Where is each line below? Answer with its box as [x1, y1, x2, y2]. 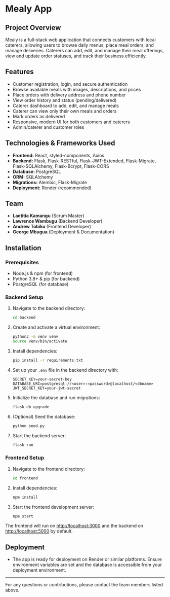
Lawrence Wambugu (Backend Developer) [12, 218, 103, 224]
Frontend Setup [5, 454, 45, 462]
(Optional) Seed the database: [12, 413, 75, 419]
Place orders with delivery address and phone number [12, 92, 126, 98]
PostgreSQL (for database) [12, 281, 69, 287]
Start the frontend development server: [12, 504, 95, 510]
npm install [12, 495, 38, 500]
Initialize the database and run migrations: [12, 394, 100, 401]
